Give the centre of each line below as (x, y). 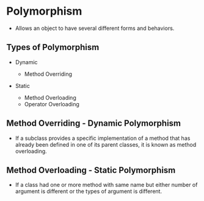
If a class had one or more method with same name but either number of (106, 185)
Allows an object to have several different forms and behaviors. (95, 28)
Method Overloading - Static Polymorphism (91, 170)
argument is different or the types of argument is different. (89, 191)
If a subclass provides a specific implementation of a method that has (103, 138)
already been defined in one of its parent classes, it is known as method (106, 144)
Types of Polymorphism (53, 47)
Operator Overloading (52, 104)
